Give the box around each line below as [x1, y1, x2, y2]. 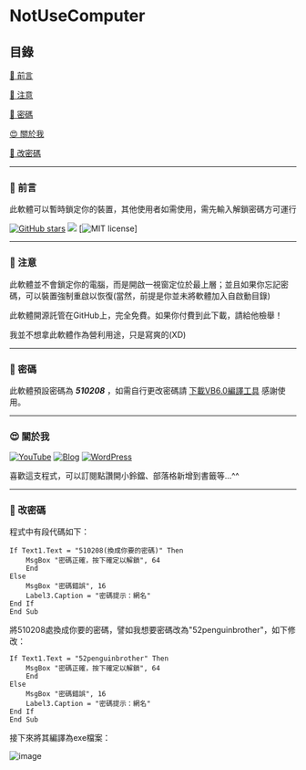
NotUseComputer [9, 5, 146, 26]
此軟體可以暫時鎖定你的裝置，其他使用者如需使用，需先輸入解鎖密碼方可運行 [9, 204, 297, 215]
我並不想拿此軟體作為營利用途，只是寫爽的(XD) [9, 329, 187, 340]
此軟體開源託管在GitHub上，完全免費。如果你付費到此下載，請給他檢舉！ [9, 310, 283, 321]
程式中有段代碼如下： [9, 526, 89, 537]
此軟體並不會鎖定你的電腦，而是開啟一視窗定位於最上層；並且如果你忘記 [9, 279, 280, 290]
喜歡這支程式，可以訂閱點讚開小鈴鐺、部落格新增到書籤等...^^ [9, 470, 240, 481]
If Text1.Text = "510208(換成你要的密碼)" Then [9, 546, 184, 555]
